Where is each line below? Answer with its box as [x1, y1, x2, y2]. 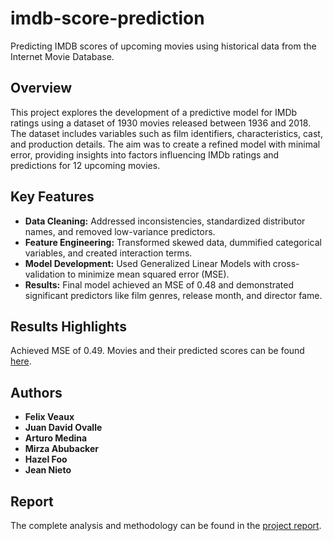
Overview [10, 80, 73, 97]
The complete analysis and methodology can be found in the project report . [10, 520, 322, 531]
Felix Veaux [24, 411, 75, 423]
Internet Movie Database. [10, 50, 115, 62]
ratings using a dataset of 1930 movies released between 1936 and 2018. [10, 117, 312, 129]
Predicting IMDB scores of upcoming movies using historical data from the [10, 40, 317, 52]
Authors [10, 384, 63, 401]
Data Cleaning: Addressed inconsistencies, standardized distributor [24, 215, 306, 227]
